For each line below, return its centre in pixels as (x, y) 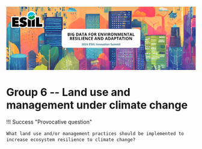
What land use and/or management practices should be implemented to (95, 133)
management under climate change (97, 105)
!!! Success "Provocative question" (49, 122)
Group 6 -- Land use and (68, 93)
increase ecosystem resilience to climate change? (71, 139)
